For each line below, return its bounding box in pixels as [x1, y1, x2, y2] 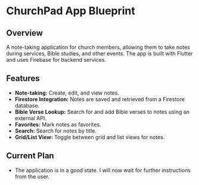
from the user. [14, 173, 49, 180]
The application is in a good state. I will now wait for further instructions [14, 167, 191, 174]
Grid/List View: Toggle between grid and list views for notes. [14, 133, 165, 140]
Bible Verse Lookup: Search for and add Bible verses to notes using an [14, 108, 189, 115]
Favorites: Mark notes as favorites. [14, 121, 101, 128]
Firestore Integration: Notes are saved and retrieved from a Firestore [14, 95, 185, 102]
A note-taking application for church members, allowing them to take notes [6, 43, 191, 51]
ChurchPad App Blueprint [6, 4, 136, 18]
